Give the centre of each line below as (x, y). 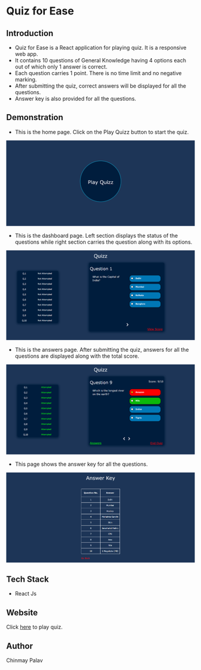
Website (22, 613)
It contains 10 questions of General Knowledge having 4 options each (100, 60)
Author (19, 646)
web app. (26, 54)
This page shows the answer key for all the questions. (81, 464)
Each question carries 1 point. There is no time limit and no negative (98, 73)
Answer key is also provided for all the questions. (75, 98)
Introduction (30, 33)
